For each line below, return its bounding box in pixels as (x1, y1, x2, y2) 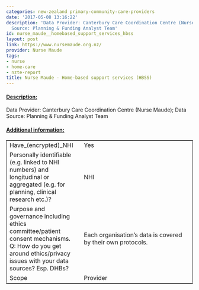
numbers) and (9, 165, 49, 174)
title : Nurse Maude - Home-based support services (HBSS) (6, 75, 152, 81)
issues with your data (9, 256, 69, 264)
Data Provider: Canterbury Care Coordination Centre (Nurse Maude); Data (6, 106, 187, 113)
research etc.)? (9, 195, 52, 203)
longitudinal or (9, 173, 50, 181)
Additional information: (6, 126, 65, 133)
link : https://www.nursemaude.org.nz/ (6, 42, 102, 48)
